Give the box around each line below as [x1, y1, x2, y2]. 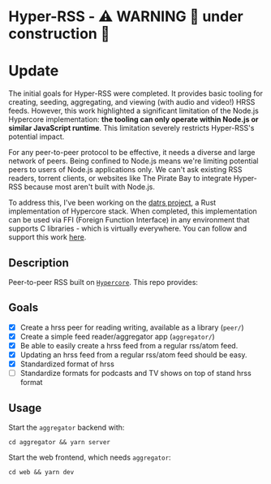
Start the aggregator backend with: [8, 422, 125, 432]
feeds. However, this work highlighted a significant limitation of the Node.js [8, 106, 260, 116]
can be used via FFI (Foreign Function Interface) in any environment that [8, 215, 250, 225]
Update [8, 62, 59, 80]
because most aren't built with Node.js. [24, 182, 156, 192]
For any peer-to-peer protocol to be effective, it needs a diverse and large [8, 148, 256, 158]
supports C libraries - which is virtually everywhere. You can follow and [8, 223, 247, 234]
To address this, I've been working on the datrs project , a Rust [8, 198, 217, 208]
